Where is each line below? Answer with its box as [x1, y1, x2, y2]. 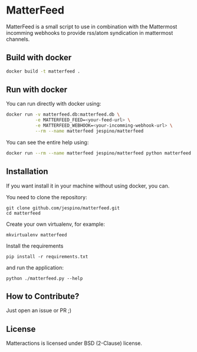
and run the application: [6, 264, 64, 271]
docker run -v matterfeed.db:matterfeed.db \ [6, 111, 120, 118]
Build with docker [6, 52, 72, 62]
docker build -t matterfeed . [6, 68, 81, 74]
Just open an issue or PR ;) [6, 307, 72, 314]
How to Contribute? [6, 291, 80, 301]
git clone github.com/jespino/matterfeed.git [6, 205, 120, 211]
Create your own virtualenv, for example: [6, 221, 105, 228]
